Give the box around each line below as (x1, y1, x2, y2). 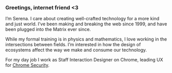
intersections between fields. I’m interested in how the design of (5, 42, 141, 48)
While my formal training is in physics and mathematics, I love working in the (5, 36, 167, 42)
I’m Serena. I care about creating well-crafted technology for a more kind (5, 16, 160, 22)
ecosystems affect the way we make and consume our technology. (5, 47, 147, 53)
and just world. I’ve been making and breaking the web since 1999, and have (5, 21, 167, 27)
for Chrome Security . (5, 62, 50, 68)
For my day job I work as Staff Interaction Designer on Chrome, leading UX (5, 57, 163, 63)
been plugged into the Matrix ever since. (5, 26, 91, 32)
